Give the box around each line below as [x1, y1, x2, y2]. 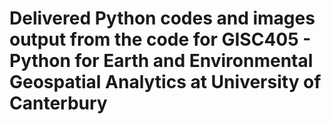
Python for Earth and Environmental [9, 50, 314, 72]
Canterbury [9, 92, 108, 115]
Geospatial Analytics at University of [9, 71, 322, 94]
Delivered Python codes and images [9, 7, 316, 30]
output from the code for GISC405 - [9, 28, 312, 51]
